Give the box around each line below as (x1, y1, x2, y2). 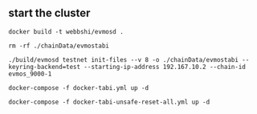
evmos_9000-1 (8, 70, 52, 78)
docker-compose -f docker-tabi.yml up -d (8, 83, 149, 92)
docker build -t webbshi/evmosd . (8, 27, 124, 35)
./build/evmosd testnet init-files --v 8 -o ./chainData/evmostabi (8, 55, 239, 63)
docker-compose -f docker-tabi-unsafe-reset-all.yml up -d (8, 98, 210, 106)
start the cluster (8, 6, 91, 20)
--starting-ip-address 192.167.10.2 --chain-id (84, 63, 247, 71)
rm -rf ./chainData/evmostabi (8, 42, 110, 50)
